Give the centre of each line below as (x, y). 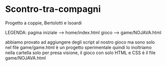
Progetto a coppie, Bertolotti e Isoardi (43, 23)
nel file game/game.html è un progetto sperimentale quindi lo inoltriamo (79, 47)
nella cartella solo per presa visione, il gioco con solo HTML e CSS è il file (80, 53)
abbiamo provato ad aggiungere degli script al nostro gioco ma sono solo (80, 42)
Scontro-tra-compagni (53, 9)
